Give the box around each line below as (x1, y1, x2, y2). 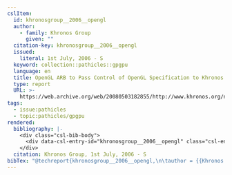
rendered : (7, 119, 36, 126)
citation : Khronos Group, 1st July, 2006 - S (13, 151, 147, 158)
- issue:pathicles (13, 106, 67, 113)
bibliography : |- (13, 125, 64, 132)
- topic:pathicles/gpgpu (13, 112, 85, 119)
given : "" (25, 36, 54, 43)
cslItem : (7, 10, 32, 17)
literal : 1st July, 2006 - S (19, 55, 104, 62)
